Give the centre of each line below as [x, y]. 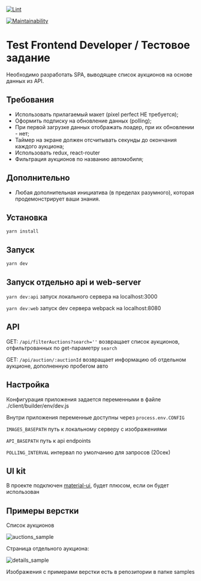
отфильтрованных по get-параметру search [62, 348]
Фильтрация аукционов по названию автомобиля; [79, 159]
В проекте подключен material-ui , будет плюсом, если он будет [88, 485]
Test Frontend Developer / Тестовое [98, 45]
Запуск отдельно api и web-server [73, 282]
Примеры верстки [43, 511]
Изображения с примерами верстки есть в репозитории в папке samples [100, 572]
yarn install [22, 231]
